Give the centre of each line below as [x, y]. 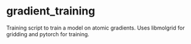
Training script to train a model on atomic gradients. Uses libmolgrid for [95, 28]
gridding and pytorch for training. [48, 34]
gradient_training [51, 11]
